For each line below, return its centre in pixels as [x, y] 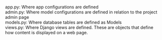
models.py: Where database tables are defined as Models [63, 22]
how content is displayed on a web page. [47, 33]
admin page [17, 17]
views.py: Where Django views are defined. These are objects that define [79, 27]
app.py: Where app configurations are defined [52, 7]
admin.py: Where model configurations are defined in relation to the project [81, 12]
